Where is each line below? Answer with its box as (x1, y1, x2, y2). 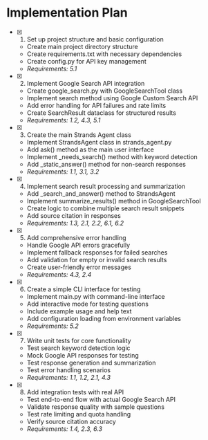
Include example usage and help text (26, 306, 132, 315)
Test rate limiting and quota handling (26, 410, 131, 418)
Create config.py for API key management (26, 57, 146, 65)
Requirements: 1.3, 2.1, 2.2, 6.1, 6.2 (26, 219, 124, 227)
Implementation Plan (6, 5, 129, 21)
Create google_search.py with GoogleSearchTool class (26, 86, 183, 95)
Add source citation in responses (26, 211, 122, 219)
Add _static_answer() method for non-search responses (26, 160, 186, 168)
